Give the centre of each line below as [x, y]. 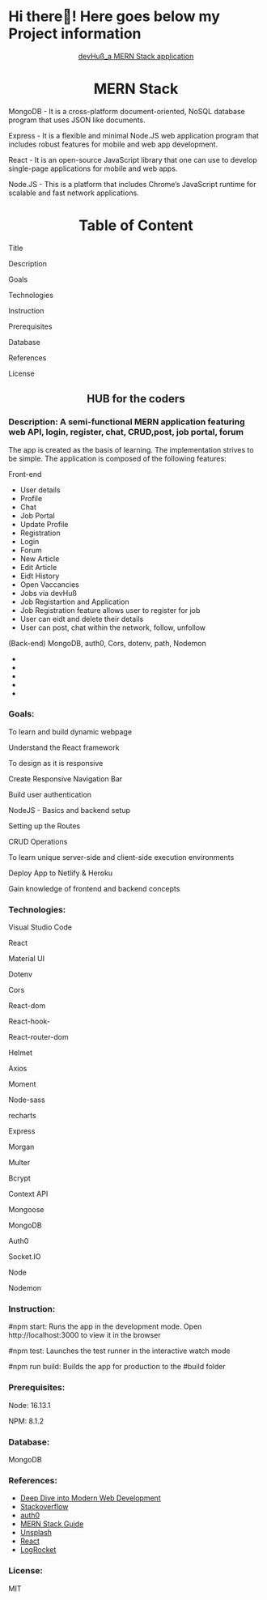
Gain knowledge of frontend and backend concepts [94, 888]
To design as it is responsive [56, 763]
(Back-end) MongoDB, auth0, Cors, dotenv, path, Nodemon [107, 643]
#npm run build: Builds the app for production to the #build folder [117, 1367]
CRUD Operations [38, 841]
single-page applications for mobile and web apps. [93, 168]
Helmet [20, 1053]
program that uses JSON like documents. [77, 120]
